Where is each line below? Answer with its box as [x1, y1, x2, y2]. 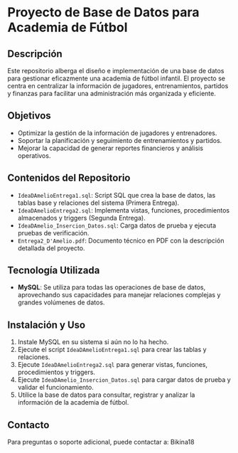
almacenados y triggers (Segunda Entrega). [17, 213, 146, 222]
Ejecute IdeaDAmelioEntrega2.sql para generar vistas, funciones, [17, 361, 208, 369]
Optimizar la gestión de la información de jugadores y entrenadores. [17, 129, 217, 137]
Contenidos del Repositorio [7, 172, 131, 184]
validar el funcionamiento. [17, 383, 94, 392]
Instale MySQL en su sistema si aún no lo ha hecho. [17, 338, 169, 346]
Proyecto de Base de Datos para [7, 4, 200, 21]
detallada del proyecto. [17, 243, 85, 252]
